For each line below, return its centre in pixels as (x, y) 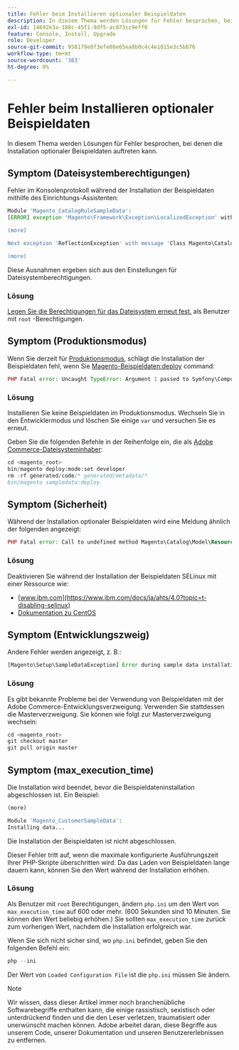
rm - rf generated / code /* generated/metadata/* (78, 475)
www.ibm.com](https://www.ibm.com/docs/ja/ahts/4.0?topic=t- (114, 597)
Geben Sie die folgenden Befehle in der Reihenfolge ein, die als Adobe (110, 442)
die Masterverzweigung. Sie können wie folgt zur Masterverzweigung (109, 714)
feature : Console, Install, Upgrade (62, 34)
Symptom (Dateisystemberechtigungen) (99, 173)
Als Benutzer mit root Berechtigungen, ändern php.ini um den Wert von (113, 904)
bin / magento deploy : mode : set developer (67, 469)
